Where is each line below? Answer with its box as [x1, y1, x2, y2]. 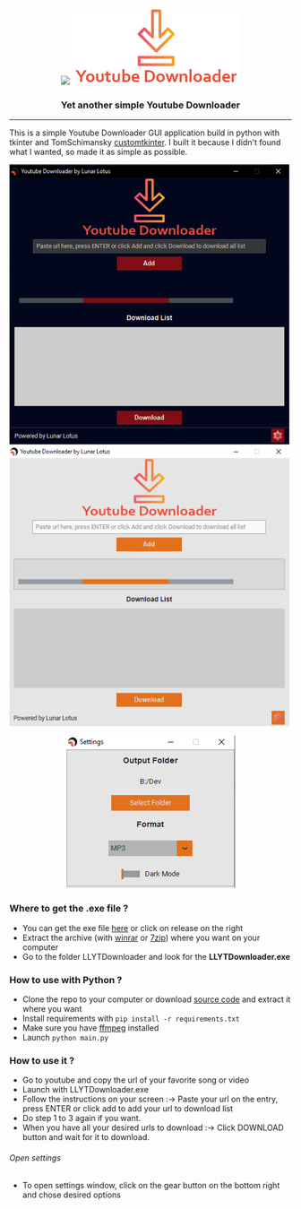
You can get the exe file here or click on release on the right [21, 922, 244, 933]
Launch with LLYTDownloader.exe [21, 1084, 150, 1095]
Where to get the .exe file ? [9, 902, 129, 915]
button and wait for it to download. [21, 1132, 150, 1143]
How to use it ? [9, 1054, 74, 1067]
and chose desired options [21, 1189, 121, 1200]
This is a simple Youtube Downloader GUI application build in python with [9, 127, 280, 138]
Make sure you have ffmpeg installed [21, 1022, 159, 1033]
